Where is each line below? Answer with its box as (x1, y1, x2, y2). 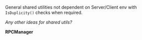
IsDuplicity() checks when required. (5, 9, 83, 15)
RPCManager (5, 29, 33, 34)
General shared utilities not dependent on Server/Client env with (5, 4, 137, 10)
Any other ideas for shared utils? (5, 19, 72, 25)
